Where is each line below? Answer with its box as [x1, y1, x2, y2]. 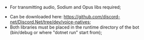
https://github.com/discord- [63, 14, 120, 19]
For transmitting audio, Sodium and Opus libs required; [9, 4, 121, 10]
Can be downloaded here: [9, 14, 63, 19]
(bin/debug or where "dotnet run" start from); [9, 30, 103, 35]
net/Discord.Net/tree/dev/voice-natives [9, 19, 90, 25]
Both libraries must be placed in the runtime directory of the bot [9, 24, 140, 30]
